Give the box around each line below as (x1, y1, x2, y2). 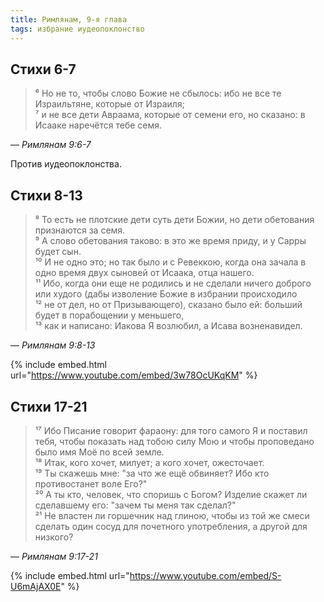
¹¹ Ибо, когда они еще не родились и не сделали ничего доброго (34, 277, 312, 290)
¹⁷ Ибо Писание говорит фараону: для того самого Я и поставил (34, 424, 308, 436)
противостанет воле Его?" (34, 477, 148, 490)
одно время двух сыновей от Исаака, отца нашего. (34, 267, 255, 279)
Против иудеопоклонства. (10, 158, 122, 170)
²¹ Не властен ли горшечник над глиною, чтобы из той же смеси (34, 509, 310, 521)
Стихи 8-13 (10, 187, 83, 204)
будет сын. (34, 246, 82, 258)
